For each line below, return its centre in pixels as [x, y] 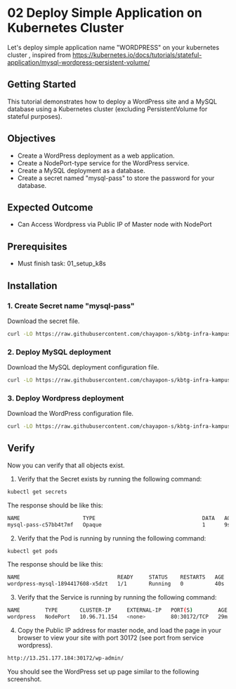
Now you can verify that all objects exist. [66, 465]
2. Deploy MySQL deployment [59, 352]
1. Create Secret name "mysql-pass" [71, 305]
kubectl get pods [33, 551]
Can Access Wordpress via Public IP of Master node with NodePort [114, 225]
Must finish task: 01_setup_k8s [62, 264]
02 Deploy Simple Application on [105, 13]
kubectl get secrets [38, 492]
